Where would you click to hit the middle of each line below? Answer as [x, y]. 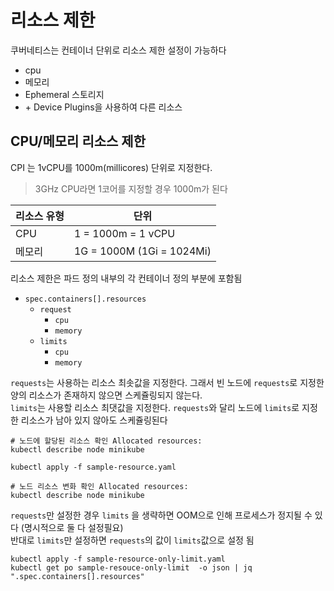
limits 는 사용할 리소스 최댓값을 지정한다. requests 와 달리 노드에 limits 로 [155, 407]
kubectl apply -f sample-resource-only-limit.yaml [118, 559]
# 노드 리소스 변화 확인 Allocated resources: [99, 486]
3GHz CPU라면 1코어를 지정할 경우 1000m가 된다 [131, 188]
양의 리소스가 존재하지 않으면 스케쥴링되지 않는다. [106, 395]
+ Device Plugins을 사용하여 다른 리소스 [103, 107]
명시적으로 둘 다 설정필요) [73, 527]
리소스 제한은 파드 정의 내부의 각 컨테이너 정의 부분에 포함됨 [126, 278]
